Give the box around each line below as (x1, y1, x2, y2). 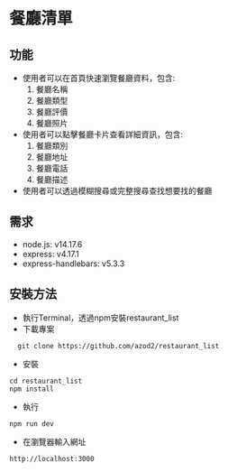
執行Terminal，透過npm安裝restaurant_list (22, 312, 179, 323)
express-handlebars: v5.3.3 (22, 258, 125, 269)
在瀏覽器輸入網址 (22, 436, 87, 447)
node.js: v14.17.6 (22, 238, 83, 249)
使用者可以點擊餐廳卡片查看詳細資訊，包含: (22, 129, 183, 140)
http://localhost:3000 (9, 454, 95, 463)
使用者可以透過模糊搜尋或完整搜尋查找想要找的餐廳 (22, 186, 213, 196)
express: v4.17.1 (22, 248, 79, 259)
